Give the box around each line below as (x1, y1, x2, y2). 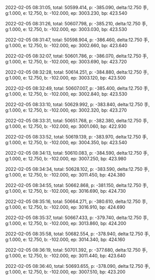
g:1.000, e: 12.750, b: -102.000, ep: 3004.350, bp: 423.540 (5, 139, 128, 146)
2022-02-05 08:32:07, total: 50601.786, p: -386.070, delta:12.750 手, (5, 53, 148, 59)
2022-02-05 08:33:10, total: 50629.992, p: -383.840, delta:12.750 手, (5, 101, 150, 108)
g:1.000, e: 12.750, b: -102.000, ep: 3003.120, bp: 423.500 (5, 75, 126, 81)
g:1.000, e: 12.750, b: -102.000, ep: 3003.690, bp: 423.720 (5, 59, 127, 64)
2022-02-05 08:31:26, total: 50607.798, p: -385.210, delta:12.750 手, (5, 21, 148, 26)
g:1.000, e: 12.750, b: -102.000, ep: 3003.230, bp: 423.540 (5, 10, 128, 16)
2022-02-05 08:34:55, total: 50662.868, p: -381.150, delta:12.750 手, (5, 182, 148, 188)
